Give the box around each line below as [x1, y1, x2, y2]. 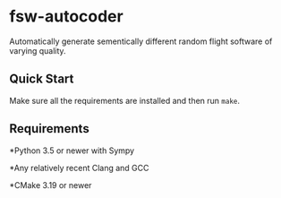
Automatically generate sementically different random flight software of [9, 36, 273, 47]
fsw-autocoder [9, 6, 123, 27]
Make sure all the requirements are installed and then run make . [9, 95, 240, 106]
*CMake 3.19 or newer [9, 179, 92, 190]
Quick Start [9, 72, 74, 87]
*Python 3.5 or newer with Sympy [9, 145, 135, 156]
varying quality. [9, 45, 66, 56]
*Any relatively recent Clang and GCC [9, 162, 149, 173]
